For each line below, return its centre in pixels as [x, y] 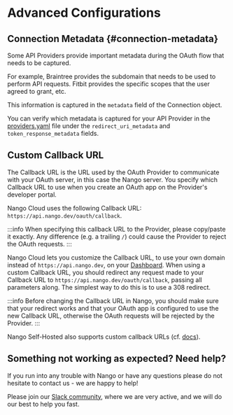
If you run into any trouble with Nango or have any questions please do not [115, 375]
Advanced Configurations [84, 13]
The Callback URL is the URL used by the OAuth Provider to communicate [113, 172]
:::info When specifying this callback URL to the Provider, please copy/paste [116, 229]
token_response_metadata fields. [53, 133]
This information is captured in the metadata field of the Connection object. [115, 105]
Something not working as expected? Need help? [117, 359]
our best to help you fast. [43, 404]
